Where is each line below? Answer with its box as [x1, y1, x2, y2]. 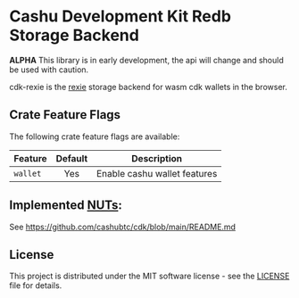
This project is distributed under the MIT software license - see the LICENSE [9, 270, 290, 282]
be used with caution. [9, 64, 89, 75]
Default [55, 152, 88, 164]
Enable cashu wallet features [96, 167, 218, 179]
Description [131, 152, 183, 164]
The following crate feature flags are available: [9, 131, 180, 142]
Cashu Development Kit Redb [9, 6, 232, 27]
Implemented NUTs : [9, 198, 123, 213]
